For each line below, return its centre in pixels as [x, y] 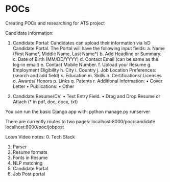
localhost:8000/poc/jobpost [35, 127]
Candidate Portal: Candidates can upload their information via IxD [81, 43]
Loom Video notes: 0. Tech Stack [40, 136]
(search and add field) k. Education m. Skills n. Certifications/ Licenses [87, 75]
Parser [20, 147]
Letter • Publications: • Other [43, 86]
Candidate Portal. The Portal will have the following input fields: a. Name [89, 48]
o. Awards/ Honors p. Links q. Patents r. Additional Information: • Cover [88, 81]
